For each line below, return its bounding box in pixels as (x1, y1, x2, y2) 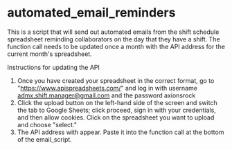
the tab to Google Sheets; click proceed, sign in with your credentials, (17, 106, 216, 114)
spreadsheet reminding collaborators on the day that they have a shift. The (7, 35, 220, 43)
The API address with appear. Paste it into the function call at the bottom (17, 128, 224, 136)
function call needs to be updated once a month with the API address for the (7, 42, 225, 50)
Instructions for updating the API (7, 63, 100, 71)
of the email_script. (17, 135, 73, 143)
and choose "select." (17, 120, 78, 129)
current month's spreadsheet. (7, 50, 92, 58)
